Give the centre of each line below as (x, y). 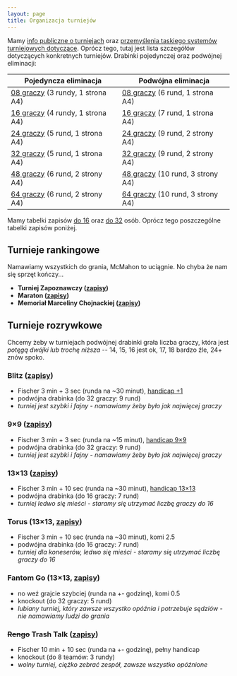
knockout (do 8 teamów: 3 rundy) (66, 657)
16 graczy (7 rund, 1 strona (168, 112)
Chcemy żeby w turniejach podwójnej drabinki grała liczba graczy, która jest (118, 343)
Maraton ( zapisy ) (43, 296)
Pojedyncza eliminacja (63, 81)
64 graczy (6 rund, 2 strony (57, 194)
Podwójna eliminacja (174, 81)
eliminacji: (22, 63)
